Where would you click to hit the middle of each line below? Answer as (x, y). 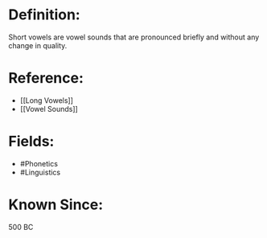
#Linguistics (40, 172)
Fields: (31, 142)
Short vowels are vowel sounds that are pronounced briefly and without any (134, 37)
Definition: (44, 15)
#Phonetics (39, 163)
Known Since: (56, 205)
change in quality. (38, 45)
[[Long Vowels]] (47, 100)
